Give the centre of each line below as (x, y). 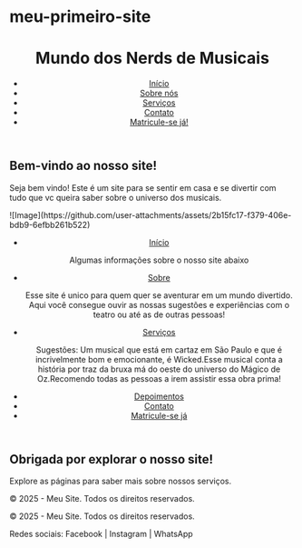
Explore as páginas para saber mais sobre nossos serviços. (121, 481)
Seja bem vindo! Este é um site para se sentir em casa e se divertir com (143, 187)
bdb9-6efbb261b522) (50, 224)
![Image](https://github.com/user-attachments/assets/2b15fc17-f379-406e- (151, 214)
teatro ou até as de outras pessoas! (159, 314)
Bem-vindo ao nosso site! (83, 166)
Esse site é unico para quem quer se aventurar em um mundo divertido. (159, 295)
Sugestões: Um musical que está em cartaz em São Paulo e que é (159, 349)
